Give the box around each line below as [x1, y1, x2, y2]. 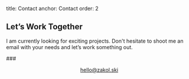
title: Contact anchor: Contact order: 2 [6, 5, 99, 12]
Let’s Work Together [6, 22, 83, 32]
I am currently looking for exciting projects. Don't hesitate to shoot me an [6, 37, 184, 44]
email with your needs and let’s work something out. [6, 43, 133, 50]
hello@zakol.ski [80, 66, 119, 73]
